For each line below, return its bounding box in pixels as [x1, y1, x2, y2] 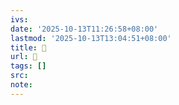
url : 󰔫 [10, 52, 38, 62]
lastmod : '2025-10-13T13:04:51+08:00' [10, 33, 172, 43]
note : [10, 80, 33, 90]
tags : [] [10, 61, 47, 71]
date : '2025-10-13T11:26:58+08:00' [10, 24, 159, 34]
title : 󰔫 [10, 42, 47, 53]
